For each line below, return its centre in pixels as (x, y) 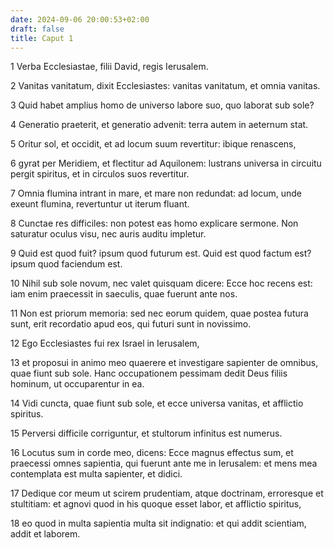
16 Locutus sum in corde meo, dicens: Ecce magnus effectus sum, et (152, 453)
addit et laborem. (45, 534)
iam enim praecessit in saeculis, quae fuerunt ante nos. (124, 294)
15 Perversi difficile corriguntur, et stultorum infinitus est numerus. (146, 433)
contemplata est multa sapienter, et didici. (96, 474)
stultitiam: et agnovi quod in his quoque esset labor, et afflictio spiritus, (156, 504)
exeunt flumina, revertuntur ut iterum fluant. (100, 204)
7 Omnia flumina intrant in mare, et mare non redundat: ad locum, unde (156, 193)
